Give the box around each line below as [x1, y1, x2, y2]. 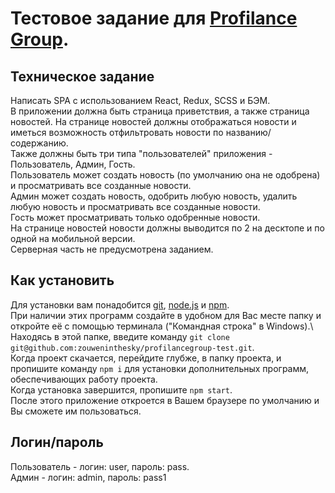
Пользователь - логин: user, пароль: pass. [10, 460, 190, 472]
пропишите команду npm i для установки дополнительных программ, [10, 362, 310, 374]
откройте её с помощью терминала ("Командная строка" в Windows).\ [10, 320, 314, 332]
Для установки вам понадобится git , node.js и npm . [10, 298, 230, 311]
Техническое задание [10, 68, 155, 85]
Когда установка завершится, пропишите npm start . [10, 383, 233, 396]
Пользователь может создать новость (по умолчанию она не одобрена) [10, 169, 321, 181]
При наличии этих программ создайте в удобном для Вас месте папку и [10, 309, 322, 321]
